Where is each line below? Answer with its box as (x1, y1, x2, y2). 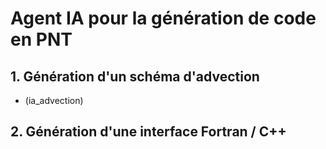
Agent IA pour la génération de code (10, 7, 317, 30)
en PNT (10, 28, 73, 51)
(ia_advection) (24, 95, 84, 106)
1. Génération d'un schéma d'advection (10, 68, 260, 85)
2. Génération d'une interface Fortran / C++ (10, 123, 287, 141)
